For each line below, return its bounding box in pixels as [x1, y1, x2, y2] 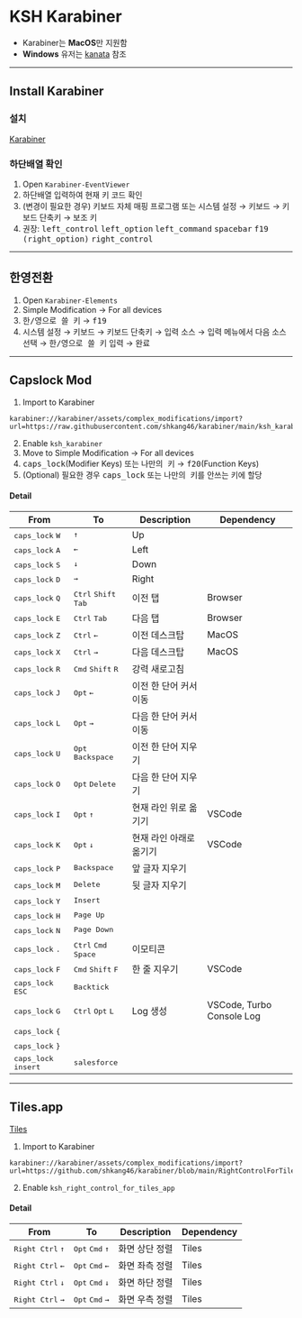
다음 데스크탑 [131, 645, 184, 658]
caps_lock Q [13, 593, 61, 603]
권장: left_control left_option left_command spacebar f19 [22, 223, 270, 233]
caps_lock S [13, 560, 61, 570]
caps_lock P [13, 864, 61, 874]
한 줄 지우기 [131, 963, 179, 975]
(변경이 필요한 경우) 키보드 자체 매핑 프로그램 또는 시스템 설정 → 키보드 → [22, 200, 280, 211]
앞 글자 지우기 [131, 862, 187, 874]
